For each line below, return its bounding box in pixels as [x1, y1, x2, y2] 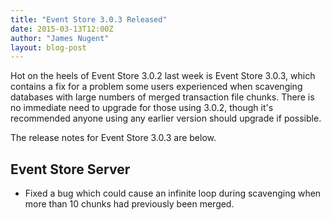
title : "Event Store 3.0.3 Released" [10, 14, 168, 25]
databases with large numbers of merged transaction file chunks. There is [10, 91, 315, 103]
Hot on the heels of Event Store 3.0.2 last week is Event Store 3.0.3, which [10, 70, 316, 82]
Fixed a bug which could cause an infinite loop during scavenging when [24, 187, 322, 200]
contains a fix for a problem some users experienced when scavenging [10, 81, 303, 93]
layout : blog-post [10, 42, 87, 53]
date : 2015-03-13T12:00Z [10, 24, 114, 34]
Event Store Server [10, 161, 131, 178]
